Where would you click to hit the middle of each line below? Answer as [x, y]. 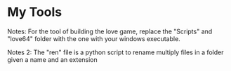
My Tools [34, 12]
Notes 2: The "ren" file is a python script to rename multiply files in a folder [115, 52]
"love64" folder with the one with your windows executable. [94, 38]
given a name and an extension [53, 59]
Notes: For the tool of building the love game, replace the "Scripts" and [110, 31]
